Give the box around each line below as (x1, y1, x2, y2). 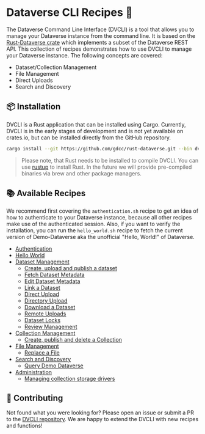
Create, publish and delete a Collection (24, 336, 122, 344)
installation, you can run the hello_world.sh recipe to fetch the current (6, 227, 183, 234)
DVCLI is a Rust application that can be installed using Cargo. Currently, (6, 120, 186, 128)
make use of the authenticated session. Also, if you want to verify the (6, 220, 181, 228)
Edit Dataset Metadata (24, 278, 81, 285)
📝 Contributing (6, 392, 63, 403)
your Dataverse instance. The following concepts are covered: (6, 51, 163, 59)
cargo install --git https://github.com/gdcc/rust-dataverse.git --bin (6, 145, 192, 152)
